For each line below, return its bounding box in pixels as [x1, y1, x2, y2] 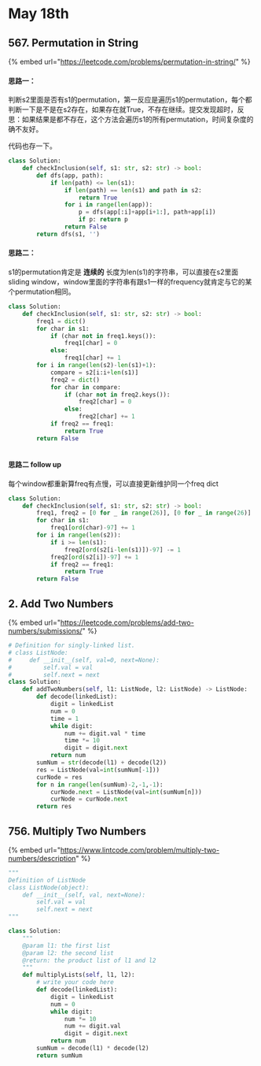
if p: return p [78, 216, 128, 224]
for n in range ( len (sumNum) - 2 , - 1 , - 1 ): [36, 781, 164, 789]
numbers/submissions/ [8, 626, 83, 636]
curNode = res [36, 773, 83, 781]
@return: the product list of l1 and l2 [22, 956, 156, 964]
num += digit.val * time [64, 730, 146, 737]
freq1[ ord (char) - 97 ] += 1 [50, 524, 135, 532]
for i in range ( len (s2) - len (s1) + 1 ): [36, 362, 156, 370]
